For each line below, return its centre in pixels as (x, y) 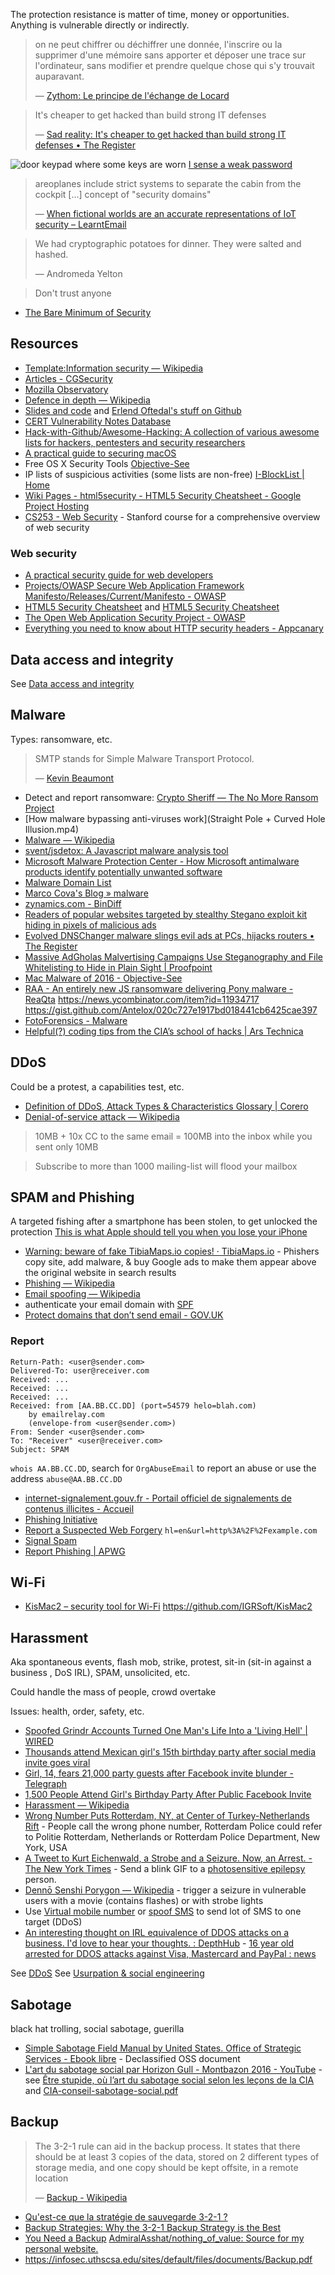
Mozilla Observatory (66, 389)
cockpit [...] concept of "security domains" (123, 194)
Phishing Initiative (61, 1519)
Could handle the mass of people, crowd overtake (113, 1692)
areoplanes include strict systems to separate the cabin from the (168, 183)
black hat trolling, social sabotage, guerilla (97, 2029)
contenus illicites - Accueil (79, 1508)
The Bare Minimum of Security (88, 312)
